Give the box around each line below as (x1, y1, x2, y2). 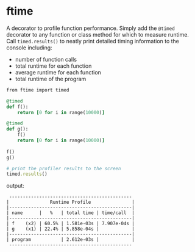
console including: (6, 44, 53, 51)
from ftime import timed (6, 87, 69, 93)
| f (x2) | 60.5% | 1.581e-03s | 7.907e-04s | (6, 221, 135, 227)
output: (6, 182, 24, 190)
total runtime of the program (15, 75, 87, 82)
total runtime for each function (15, 62, 92, 70)
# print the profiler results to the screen (6, 165, 121, 171)
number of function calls (15, 56, 77, 63)
